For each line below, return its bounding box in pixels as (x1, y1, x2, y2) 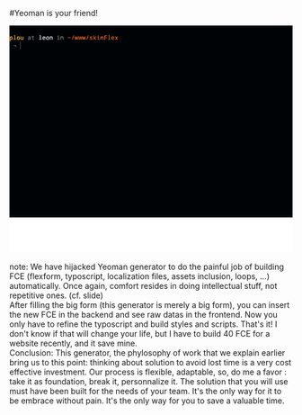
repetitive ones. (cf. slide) (9, 290, 103, 301)
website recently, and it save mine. (9, 338, 138, 349)
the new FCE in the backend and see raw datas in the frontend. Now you (9, 310, 279, 320)
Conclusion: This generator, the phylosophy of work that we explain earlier (9, 347, 286, 358)
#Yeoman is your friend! (9, 8, 99, 18)
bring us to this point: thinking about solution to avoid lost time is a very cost (9, 357, 292, 368)
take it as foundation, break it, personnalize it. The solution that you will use (9, 376, 289, 387)
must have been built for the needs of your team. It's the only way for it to (9, 386, 282, 397)
